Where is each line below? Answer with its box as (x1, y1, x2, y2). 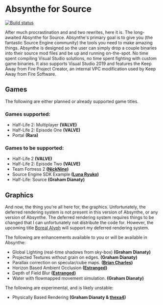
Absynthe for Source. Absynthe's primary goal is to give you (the (22, 34, 153, 40)
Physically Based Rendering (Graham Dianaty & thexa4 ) (12, 294, 126, 301)
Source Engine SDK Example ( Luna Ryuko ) (12, 171, 99, 178)
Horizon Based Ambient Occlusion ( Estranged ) (12, 265, 108, 271)
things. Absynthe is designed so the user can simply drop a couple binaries (5, 45, 157, 51)
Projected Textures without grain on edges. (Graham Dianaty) (12, 254, 138, 260)
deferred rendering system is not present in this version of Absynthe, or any (5, 209, 158, 215)
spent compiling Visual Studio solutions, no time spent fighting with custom (5, 55, 157, 61)
